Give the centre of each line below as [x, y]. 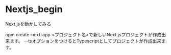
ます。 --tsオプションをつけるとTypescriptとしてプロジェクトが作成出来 [86, 41]
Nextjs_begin [34, 9]
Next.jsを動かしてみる [28, 24]
